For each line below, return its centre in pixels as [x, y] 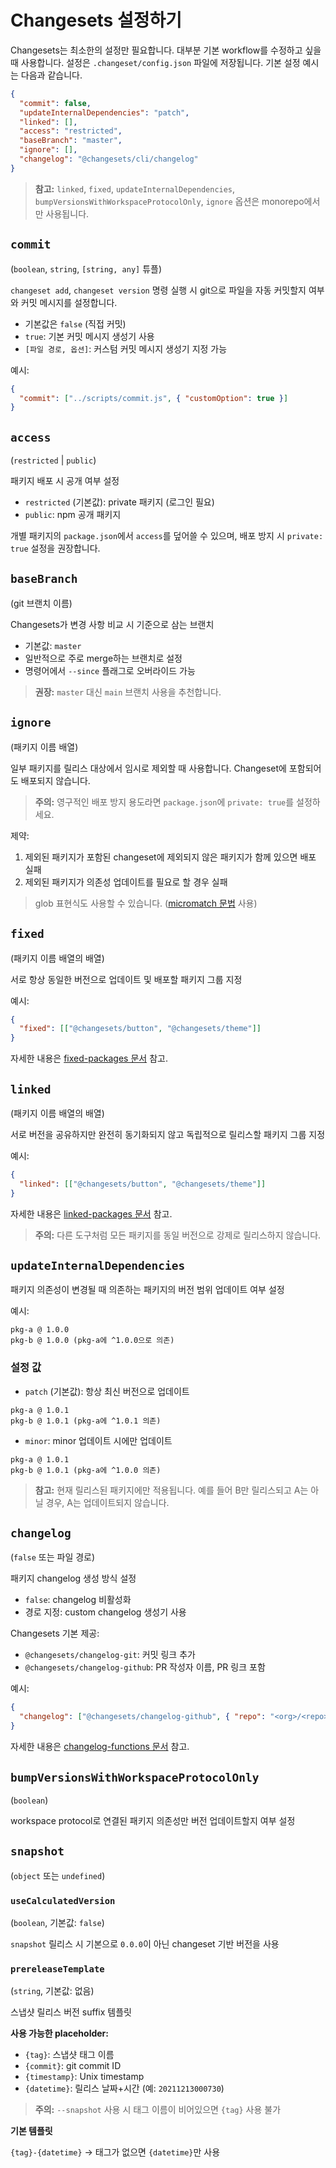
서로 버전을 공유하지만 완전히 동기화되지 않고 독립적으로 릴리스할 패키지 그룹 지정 [168, 1134]
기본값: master [53, 645]
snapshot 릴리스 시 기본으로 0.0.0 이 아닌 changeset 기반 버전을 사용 [145, 1944]
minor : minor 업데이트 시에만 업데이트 [98, 1440]
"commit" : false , [55, 103]
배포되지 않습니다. [55, 780]
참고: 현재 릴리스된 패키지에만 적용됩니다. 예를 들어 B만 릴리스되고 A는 [171, 1490]
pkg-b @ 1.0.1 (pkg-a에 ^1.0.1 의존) [86, 1421]
